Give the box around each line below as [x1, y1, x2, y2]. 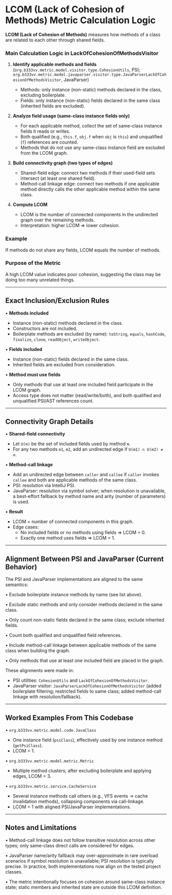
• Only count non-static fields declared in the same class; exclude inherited [5, 617, 165, 623]
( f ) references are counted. [20, 139, 78, 145]
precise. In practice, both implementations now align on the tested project [5, 863, 161, 869]
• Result [5, 509, 23, 515]
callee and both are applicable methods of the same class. [12, 477, 137, 483]
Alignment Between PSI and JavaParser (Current [5, 554, 164, 563]
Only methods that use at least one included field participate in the [12, 381, 154, 387]
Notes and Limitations [5, 823, 77, 832]
